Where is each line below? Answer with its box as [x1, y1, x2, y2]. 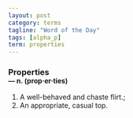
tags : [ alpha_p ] [8, 33, 61, 42]
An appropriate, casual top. [19, 101, 109, 110]
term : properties [8, 41, 65, 49]
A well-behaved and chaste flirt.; [19, 92, 126, 102]
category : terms [8, 19, 61, 27]
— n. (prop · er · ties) [8, 76, 68, 86]
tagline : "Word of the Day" [8, 26, 101, 34]
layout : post [8, 11, 51, 20]
